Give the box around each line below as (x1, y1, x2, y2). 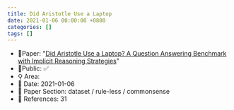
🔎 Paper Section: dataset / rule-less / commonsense (17, 87, 170, 96)
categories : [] (7, 23, 52, 30)
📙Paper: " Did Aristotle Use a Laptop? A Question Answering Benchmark (17, 49, 227, 58)
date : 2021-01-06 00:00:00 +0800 (7, 17, 106, 24)
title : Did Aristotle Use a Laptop (7, 10, 112, 18)
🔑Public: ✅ (17, 64, 49, 73)
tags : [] (7, 30, 33, 37)
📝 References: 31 (17, 94, 67, 103)
